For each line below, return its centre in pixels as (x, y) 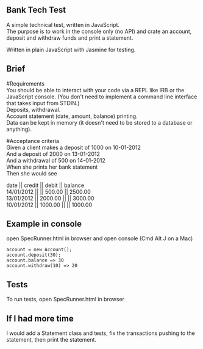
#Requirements (25, 83)
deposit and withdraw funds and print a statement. (70, 38)
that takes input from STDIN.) (43, 103)
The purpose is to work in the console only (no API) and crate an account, (99, 31)
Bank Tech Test (36, 10)
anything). (19, 129)
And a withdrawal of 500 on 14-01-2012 (56, 160)
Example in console (44, 224)
